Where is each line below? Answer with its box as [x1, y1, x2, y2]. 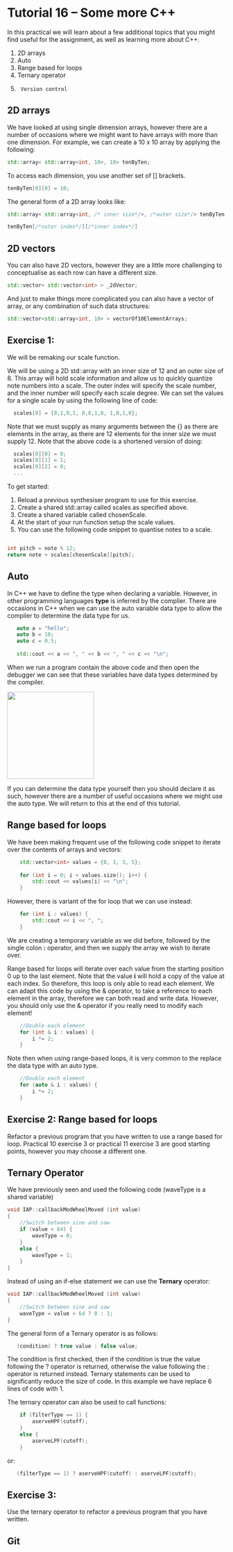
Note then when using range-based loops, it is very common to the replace [7, 1054, 222, 1062]
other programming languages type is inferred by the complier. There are [7, 596, 217, 605]
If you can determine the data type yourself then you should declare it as [7, 784, 215, 792]
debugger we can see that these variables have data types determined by [7, 670, 218, 679]
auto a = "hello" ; [16, 625, 70, 632]
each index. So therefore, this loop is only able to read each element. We [7, 979, 215, 987]
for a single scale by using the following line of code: [7, 396, 158, 404]
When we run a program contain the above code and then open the [7, 663, 200, 671]
